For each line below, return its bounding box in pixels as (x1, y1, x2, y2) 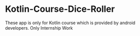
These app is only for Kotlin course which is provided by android (5, 20, 136, 26)
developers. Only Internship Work (5, 25, 73, 31)
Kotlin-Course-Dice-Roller (5, 3, 115, 15)
